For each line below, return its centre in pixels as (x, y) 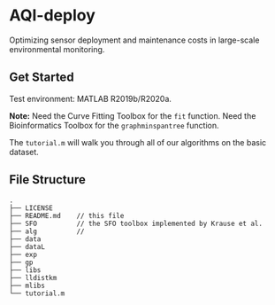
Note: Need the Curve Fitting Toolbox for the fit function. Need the (133, 115)
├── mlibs (27, 285)
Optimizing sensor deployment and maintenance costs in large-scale (134, 40)
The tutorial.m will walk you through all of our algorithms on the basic (138, 142)
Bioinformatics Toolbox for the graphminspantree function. (114, 125)
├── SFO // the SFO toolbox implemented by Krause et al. (136, 223)
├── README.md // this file (67, 215)
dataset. (24, 152)
